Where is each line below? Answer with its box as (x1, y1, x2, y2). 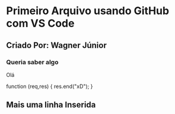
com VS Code (6, 17, 75, 30)
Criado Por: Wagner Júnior (6, 40, 107, 50)
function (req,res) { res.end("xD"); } (6, 83, 93, 90)
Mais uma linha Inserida (6, 100, 96, 110)
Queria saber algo (6, 58, 59, 66)
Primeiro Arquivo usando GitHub (6, 4, 170, 18)
